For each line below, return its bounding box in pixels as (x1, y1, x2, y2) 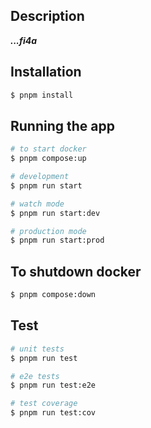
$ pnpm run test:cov (10, 408, 97, 418)
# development (10, 172, 70, 182)
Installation (10, 64, 82, 81)
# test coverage (10, 399, 78, 409)
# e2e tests (10, 371, 60, 381)
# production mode (10, 226, 87, 236)
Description (10, 8, 85, 25)
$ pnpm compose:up (10, 154, 87, 164)
